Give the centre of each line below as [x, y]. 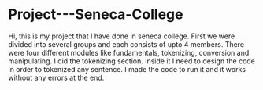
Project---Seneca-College [96, 14]
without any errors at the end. [56, 77]
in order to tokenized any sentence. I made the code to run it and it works [127, 69]
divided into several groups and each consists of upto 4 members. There [126, 44]
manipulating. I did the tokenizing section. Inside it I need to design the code [132, 61]
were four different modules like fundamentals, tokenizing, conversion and [129, 52]
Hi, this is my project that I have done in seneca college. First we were [122, 36]
